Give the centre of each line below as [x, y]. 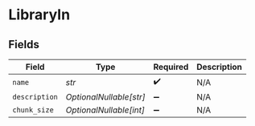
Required [171, 67]
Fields [24, 45]
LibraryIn [39, 15]
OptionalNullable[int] [105, 110]
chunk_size [33, 110]
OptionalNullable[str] [106, 97]
